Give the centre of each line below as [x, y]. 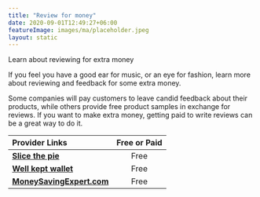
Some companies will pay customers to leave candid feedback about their [128, 98]
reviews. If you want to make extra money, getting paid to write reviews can [130, 115]
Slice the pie [36, 156]
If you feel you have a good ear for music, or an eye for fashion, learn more [130, 75]
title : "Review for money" [52, 15]
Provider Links [40, 143]
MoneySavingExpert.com [60, 181]
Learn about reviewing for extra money [71, 60]
